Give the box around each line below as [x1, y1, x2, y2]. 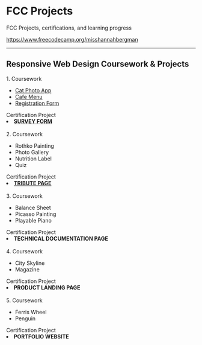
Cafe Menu [14, 93, 43, 100]
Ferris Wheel [14, 308, 47, 315]
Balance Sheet [14, 204, 51, 211]
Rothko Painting [14, 142, 54, 149]
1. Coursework [6, 75, 42, 82]
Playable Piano [14, 217, 52, 224]
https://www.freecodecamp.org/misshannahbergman [6, 36, 138, 43]
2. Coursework [6, 130, 43, 138]
